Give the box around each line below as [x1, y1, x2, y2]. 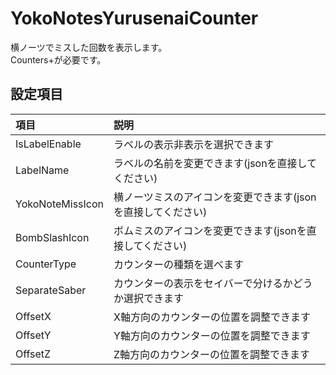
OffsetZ [15, 347, 52, 361]
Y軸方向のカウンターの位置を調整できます [113, 328, 311, 342]
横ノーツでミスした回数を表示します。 [10, 41, 168, 53]
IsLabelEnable [15, 137, 82, 151]
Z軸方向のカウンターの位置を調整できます [113, 347, 311, 361]
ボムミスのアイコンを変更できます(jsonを [113, 223, 307, 237]
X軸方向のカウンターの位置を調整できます [113, 310, 311, 324]
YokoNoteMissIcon [15, 197, 104, 211]
